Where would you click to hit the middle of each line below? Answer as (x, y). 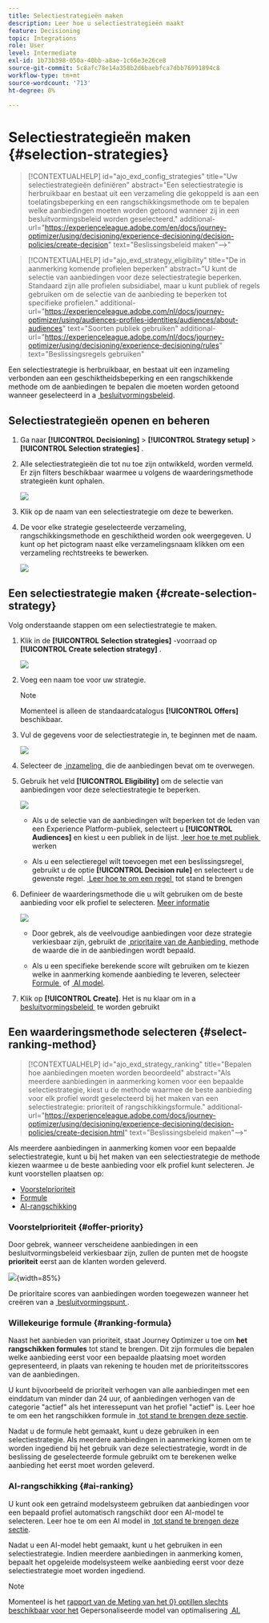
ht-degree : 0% (32, 90)
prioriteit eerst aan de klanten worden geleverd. (87, 1262)
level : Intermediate (43, 53)
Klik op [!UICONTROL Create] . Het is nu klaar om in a (108, 998)
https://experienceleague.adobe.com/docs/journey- (130, 1115)
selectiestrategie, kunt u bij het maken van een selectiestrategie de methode (134, 1156)
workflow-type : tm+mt (44, 75)
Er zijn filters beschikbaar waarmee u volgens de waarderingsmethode (137, 473)
